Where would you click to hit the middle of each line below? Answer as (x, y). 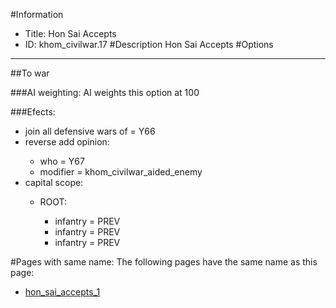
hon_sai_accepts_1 (62, 292)
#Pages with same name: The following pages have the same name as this (164, 262)
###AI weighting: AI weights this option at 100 (105, 92)
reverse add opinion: (67, 142)
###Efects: (33, 112)
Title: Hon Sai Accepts (70, 33)
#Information (37, 14)
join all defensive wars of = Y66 (90, 131)
